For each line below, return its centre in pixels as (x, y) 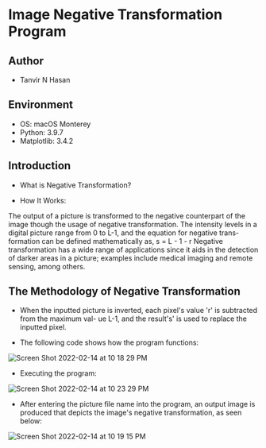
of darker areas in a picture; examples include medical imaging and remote (131, 258)
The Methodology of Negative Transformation (124, 292)
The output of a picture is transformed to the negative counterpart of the (127, 215)
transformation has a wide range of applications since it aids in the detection (133, 249)
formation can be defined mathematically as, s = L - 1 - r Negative (116, 241)
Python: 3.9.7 (41, 132)
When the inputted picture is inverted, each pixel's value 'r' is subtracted (139, 311)
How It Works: (43, 200)
